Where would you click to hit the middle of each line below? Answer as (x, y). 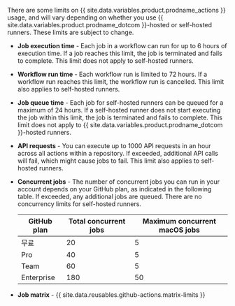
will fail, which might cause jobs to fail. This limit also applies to (108, 161)
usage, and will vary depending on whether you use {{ (85, 17)
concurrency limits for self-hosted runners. (79, 204)
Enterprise (38, 277)
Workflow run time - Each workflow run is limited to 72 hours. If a (112, 74)
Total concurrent (97, 221)
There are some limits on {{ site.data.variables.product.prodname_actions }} (116, 10)
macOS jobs (179, 230)
